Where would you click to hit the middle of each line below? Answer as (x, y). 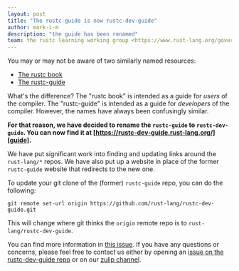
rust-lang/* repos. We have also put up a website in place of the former (113, 162)
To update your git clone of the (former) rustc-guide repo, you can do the (115, 183)
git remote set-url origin (47, 204)
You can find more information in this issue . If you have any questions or (113, 245)
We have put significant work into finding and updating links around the (112, 154)
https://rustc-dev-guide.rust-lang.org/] (155, 133)
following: (22, 190)
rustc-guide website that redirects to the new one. (81, 169)
